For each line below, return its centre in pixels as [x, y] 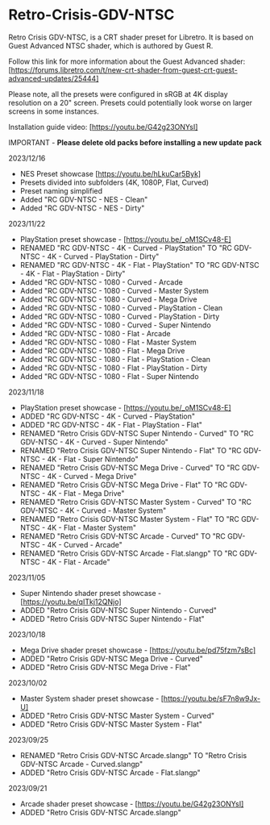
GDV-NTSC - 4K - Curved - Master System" [93, 510]
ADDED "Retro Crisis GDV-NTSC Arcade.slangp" [100, 812]
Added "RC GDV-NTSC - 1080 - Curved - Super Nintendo [115, 325]
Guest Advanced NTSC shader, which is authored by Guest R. [111, 45]
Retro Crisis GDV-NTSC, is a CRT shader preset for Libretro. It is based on [131, 37]
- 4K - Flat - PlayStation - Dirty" [73, 273]
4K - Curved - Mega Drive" [92, 476]
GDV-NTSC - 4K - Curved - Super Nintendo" [94, 442]
